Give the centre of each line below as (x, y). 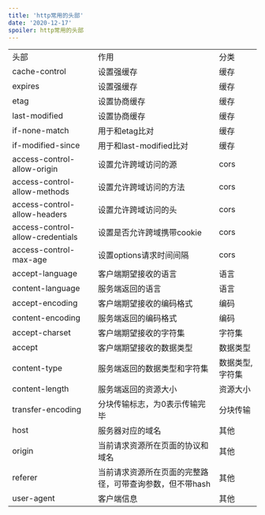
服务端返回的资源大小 (137, 390)
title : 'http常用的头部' (46, 15)
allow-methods (41, 192)
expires (26, 86)
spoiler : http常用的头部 (46, 30)
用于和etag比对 (126, 131)
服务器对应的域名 (129, 431)
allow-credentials (45, 237)
